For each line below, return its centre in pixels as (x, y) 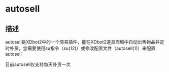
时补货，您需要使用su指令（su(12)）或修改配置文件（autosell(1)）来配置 (80, 48)
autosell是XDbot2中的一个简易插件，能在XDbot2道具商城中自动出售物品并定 (85, 42)
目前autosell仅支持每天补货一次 (38, 64)
